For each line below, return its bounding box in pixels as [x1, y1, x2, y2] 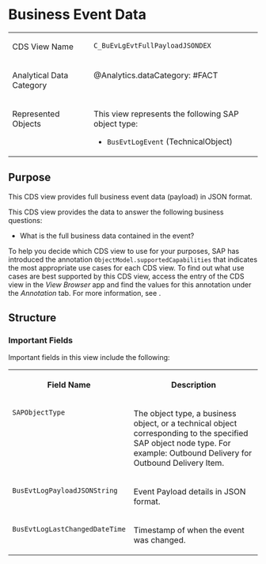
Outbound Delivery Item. [133, 457, 224, 468]
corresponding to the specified [133, 428, 249, 439]
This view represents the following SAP [93, 108, 239, 119]
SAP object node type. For [133, 437, 231, 449]
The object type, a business [133, 408, 237, 419]
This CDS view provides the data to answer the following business [8, 207, 224, 217]
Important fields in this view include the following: [8, 353, 170, 362]
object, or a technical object [133, 418, 237, 429]
